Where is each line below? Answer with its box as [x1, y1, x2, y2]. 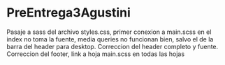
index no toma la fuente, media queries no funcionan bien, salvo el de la [6, 35, 214, 43]
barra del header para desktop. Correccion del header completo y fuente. [6, 42, 219, 50]
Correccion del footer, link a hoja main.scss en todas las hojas [6, 50, 185, 58]
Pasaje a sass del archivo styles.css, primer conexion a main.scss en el [6, 28, 212, 36]
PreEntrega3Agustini [6, 5, 131, 21]
